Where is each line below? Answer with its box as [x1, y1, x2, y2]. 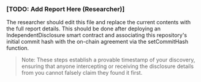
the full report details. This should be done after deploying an [6, 25, 161, 32]
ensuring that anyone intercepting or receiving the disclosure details [21, 63, 194, 70]
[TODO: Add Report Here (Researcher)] [6, 5, 125, 13]
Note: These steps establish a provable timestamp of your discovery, [21, 56, 195, 64]
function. [6, 44, 29, 52]
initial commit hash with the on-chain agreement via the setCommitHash [6, 38, 189, 46]
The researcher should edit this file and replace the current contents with [6, 19, 191, 26]
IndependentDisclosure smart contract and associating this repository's [6, 32, 188, 39]
